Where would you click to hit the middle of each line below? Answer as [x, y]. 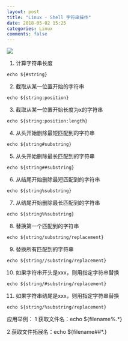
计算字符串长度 [34, 63]
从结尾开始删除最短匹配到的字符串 [58, 180]
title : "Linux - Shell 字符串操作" [49, 17]
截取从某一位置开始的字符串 [50, 86]
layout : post [23, 12]
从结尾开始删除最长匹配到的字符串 [58, 203]
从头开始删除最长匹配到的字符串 [55, 156]
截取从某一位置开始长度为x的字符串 [59, 110]
